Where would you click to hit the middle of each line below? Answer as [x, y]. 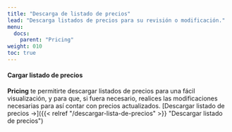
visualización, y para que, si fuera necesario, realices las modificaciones [112, 98]
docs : [22, 33]
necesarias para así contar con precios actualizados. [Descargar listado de [116, 106]
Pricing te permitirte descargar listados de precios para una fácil [101, 91]
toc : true [22, 53]
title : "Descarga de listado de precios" [69, 14]
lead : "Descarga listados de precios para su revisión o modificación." [116, 20]
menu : [15, 27]
